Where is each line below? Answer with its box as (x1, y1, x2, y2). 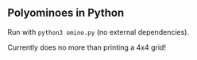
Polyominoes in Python (7, 6, 125, 20)
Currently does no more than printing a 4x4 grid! (7, 43, 166, 52)
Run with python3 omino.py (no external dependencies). (7, 27, 190, 36)
